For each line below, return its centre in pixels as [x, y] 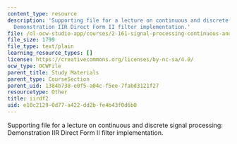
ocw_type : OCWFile [34, 66]
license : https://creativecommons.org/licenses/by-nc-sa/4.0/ [101, 60]
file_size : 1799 [31, 40]
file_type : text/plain [41, 46]
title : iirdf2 [28, 99]
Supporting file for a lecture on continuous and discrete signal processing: [115, 125]
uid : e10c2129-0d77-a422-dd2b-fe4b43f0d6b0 [72, 105]
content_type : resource [42, 14]
